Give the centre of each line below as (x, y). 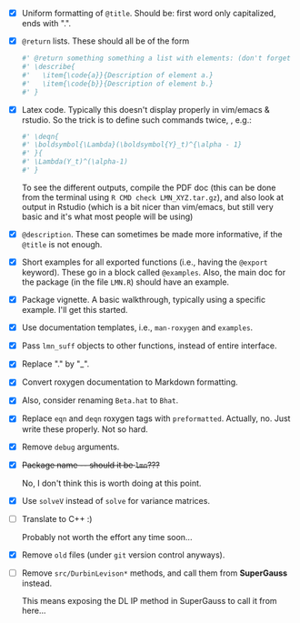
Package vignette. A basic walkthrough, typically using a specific (143, 300)
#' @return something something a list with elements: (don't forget (156, 58)
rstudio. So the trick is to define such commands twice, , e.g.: (136, 120)
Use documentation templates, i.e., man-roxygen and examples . (137, 327)
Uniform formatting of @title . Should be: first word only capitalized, (149, 13)
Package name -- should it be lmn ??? (90, 465)
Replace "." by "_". (55, 364)
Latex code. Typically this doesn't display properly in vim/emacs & (145, 109)
